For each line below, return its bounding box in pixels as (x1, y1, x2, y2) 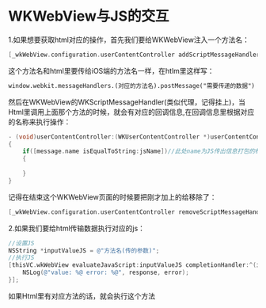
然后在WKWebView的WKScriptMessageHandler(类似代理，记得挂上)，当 (8, 97, 246, 107)
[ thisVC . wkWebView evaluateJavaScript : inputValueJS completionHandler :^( (8, 261, 257, 269)
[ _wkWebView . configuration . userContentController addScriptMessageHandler (8, 51, 260, 59)
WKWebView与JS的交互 (8, 7, 169, 25)
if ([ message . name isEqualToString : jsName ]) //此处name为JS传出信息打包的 (22, 147, 256, 155)
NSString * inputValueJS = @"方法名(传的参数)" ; (8, 246, 160, 254)
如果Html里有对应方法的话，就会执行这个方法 (8, 291, 156, 301)
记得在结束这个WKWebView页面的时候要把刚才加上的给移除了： (8, 192, 217, 202)
